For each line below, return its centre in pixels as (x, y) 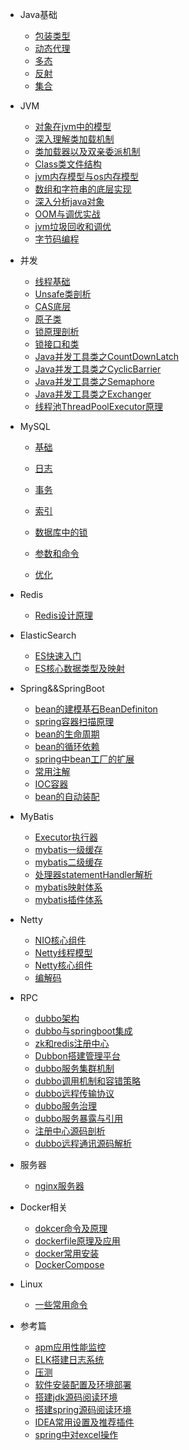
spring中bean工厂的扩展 (84, 759)
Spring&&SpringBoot (62, 688)
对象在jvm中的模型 (73, 126)
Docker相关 (43, 1207)
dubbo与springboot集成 (83, 1031)
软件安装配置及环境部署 (83, 1384)
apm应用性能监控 (70, 1347)
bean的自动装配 (67, 796)
